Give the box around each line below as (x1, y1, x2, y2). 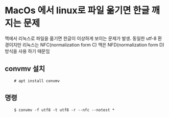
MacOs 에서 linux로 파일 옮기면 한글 (5, 5, 150, 16)
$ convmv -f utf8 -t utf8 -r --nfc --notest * (14, 107, 115, 112)
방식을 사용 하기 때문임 (5, 48, 50, 54)
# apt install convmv (14, 78, 60, 83)
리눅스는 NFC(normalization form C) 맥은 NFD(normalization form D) (22, 41, 164, 48)
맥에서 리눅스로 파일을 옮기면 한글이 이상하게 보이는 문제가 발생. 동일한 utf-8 (5, 35, 157, 41)
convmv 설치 (5, 64, 45, 73)
